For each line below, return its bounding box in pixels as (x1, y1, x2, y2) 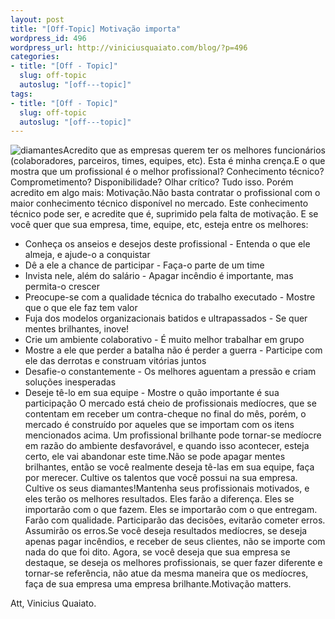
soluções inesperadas (24, 376, 117, 388)
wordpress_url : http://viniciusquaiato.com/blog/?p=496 (10, 42, 248, 53)
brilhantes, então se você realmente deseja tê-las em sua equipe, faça (24, 461, 315, 473)
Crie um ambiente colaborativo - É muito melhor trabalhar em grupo (24, 334, 305, 346)
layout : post (10, 14, 65, 25)
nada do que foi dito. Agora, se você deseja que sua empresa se (24, 546, 291, 558)
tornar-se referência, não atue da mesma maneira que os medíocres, (24, 567, 309, 580)
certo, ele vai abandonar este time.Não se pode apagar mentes (24, 451, 286, 463)
